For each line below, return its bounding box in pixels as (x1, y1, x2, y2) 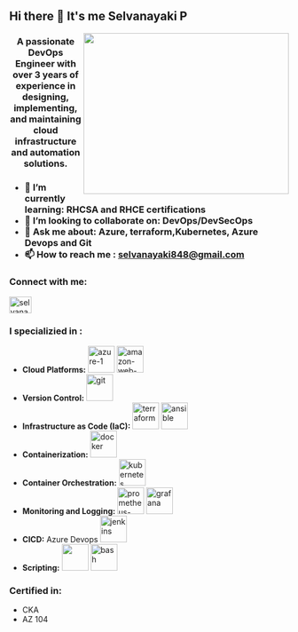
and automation (11, 146, 81, 159)
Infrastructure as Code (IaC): (21, 421, 131, 431)
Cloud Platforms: (21, 364, 87, 375)
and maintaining (10, 113, 82, 125)
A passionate (16, 36, 75, 48)
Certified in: (9, 584, 62, 596)
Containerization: (21, 449, 89, 460)
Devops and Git (24, 237, 92, 249)
